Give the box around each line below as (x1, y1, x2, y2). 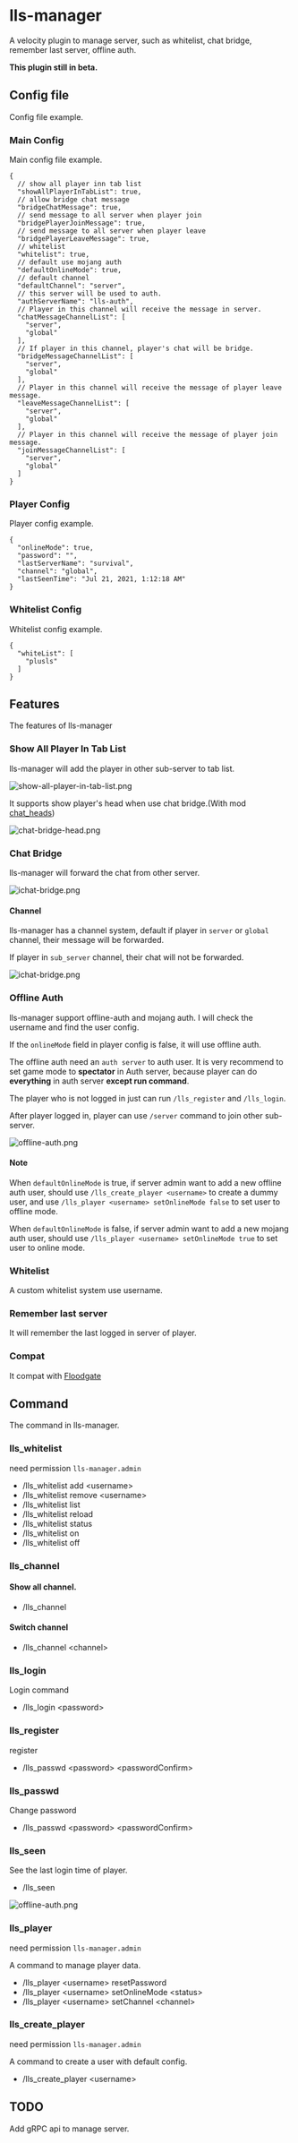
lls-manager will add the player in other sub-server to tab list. (9, 763, 235, 774)
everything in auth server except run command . (9, 1076, 190, 1086)
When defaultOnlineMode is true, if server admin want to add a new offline (9, 1177, 282, 1187)
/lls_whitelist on (21, 1528, 80, 1539)
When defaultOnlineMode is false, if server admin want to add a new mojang (9, 1223, 289, 1234)
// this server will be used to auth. (17, 289, 163, 298)
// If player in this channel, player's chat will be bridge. (17, 344, 254, 354)
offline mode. (9, 1205, 58, 1216)
